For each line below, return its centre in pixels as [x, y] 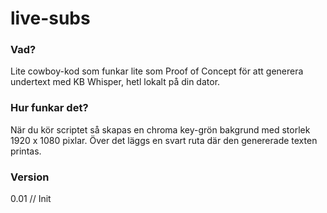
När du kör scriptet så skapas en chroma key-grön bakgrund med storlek [160, 129]
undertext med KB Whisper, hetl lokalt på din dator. [115, 82]
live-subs [50, 18]
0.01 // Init [31, 199]
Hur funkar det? [49, 108]
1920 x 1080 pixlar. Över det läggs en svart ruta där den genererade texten [164, 140]
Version [30, 177]
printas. [26, 151]
